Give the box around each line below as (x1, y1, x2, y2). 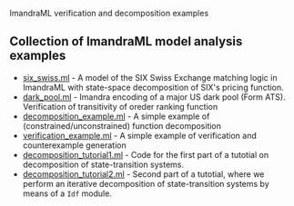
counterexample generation (22, 140, 127, 151)
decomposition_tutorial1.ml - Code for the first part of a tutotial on (22, 149, 269, 160)
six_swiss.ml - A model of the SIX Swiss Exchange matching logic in (22, 72, 278, 83)
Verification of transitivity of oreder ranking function (22, 101, 218, 112)
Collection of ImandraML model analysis (9, 34, 243, 49)
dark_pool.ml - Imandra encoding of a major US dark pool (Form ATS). (22, 91, 286, 103)
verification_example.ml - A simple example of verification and (22, 130, 257, 141)
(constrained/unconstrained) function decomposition (22, 120, 221, 131)
